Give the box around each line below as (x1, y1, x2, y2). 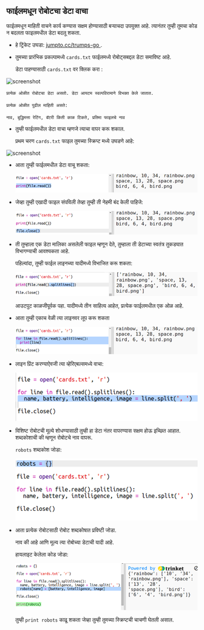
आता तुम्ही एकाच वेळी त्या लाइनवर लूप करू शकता (15, 314, 110, 321)
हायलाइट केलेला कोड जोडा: (15, 551, 69, 558)
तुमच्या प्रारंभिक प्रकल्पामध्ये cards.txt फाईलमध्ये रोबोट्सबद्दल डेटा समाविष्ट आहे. (15, 53, 172, 61)
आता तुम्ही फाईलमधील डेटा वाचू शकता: (15, 161, 90, 168)
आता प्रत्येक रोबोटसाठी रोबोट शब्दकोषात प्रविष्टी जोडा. (15, 527, 117, 533)
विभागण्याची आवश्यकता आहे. (15, 247, 70, 255)
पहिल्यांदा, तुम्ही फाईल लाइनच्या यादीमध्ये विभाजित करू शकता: (15, 259, 132, 267)
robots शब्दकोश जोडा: (15, 446, 62, 453)
